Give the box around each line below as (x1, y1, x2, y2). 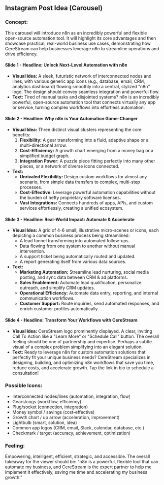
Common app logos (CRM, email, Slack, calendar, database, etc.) (12, 424, 144, 430)
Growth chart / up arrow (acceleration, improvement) (12, 414, 120, 420)
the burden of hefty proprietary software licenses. (19, 194, 121, 201)
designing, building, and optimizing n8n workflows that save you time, (12, 359, 154, 365)
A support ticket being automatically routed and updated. (19, 254, 136, 259)
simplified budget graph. (19, 153, 70, 159)
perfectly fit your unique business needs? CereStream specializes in (12, 354, 151, 360)
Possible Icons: (5, 382, 43, 389)
